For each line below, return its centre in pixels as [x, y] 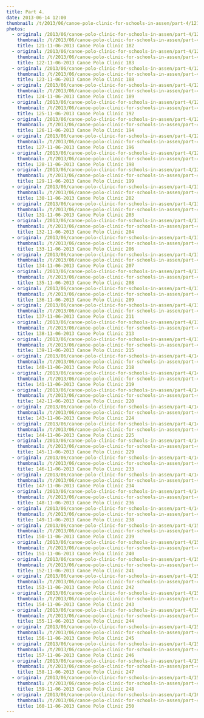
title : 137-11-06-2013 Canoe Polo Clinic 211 [76, 317]
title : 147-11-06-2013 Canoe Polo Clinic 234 [76, 486]
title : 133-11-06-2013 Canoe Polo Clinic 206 [76, 249]
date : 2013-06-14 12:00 [36, 18]
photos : [16, 29]
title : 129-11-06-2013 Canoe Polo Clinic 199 [76, 181]
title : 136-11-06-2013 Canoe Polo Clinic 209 [76, 300]
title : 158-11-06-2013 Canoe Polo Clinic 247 [76, 672]
